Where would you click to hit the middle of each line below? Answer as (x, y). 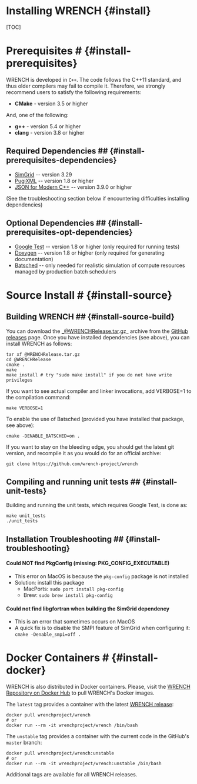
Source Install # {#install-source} (89, 295)
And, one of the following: (37, 115)
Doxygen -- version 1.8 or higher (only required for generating (89, 253)
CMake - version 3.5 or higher (51, 104)
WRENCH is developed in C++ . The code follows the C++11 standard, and (94, 79)
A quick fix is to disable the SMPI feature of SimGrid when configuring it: (102, 628)
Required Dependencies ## (57, 151)
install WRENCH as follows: (39, 343)
